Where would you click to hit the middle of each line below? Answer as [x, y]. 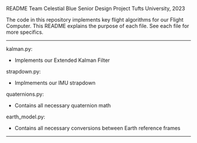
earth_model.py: [26, 117]
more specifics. [25, 32]
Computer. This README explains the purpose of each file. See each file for [98, 26]
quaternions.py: [25, 94]
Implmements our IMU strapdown [55, 83]
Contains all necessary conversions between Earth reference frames [97, 128]
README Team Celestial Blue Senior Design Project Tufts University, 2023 [96, 8]
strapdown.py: [23, 71]
